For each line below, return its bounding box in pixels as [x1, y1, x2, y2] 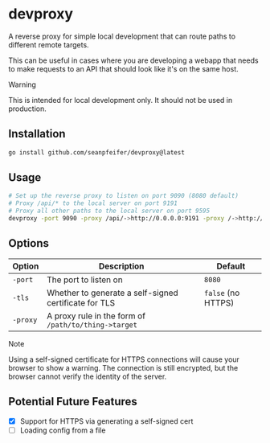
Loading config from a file [19, 425, 106, 435]
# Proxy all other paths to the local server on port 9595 [8, 207, 211, 215]
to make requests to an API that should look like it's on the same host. [8, 64, 239, 73]
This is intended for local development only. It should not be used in [8, 95, 233, 105]
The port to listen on [47, 274, 123, 285]
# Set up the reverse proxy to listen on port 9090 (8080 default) [8, 192, 239, 200]
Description [98, 260, 145, 272]
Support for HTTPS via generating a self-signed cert [19, 416, 194, 426]
